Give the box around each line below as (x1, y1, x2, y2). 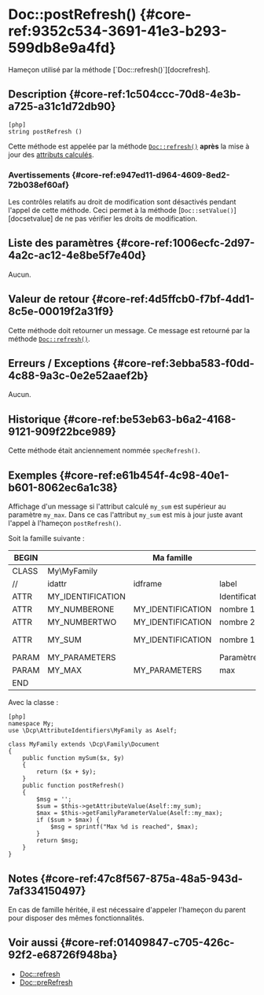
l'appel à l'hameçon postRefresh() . (8, 519, 122, 528)
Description (8, 88, 67, 101)
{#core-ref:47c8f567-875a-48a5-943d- (40, 872, 244, 885)
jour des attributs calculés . (8, 149, 94, 159)
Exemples (8, 468, 57, 482)
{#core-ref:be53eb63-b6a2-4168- (62, 413, 236, 426)
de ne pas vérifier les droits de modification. (54, 214, 198, 223)
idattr (46, 578, 68, 589)
